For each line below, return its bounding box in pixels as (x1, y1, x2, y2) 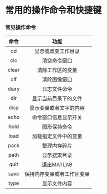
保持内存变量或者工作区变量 (24, 171, 90, 178)
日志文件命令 (41, 86, 72, 93)
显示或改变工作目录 (34, 48, 80, 55)
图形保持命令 (41, 123, 72, 131)
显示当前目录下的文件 (31, 95, 82, 102)
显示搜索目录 (41, 152, 72, 159)
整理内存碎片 (41, 142, 72, 149)
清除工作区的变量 (36, 67, 77, 74)
